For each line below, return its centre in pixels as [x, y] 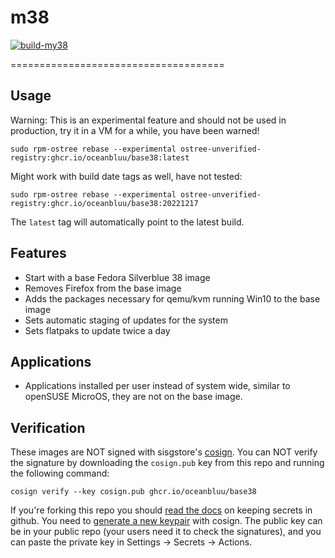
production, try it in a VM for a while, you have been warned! [135, 130]
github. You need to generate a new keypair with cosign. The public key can [166, 521]
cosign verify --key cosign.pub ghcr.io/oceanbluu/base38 [133, 492]
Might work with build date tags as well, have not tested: [126, 176]
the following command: [60, 473]
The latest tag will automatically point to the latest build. [127, 222]
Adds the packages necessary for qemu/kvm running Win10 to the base [172, 298]
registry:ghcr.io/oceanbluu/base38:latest [100, 157]
